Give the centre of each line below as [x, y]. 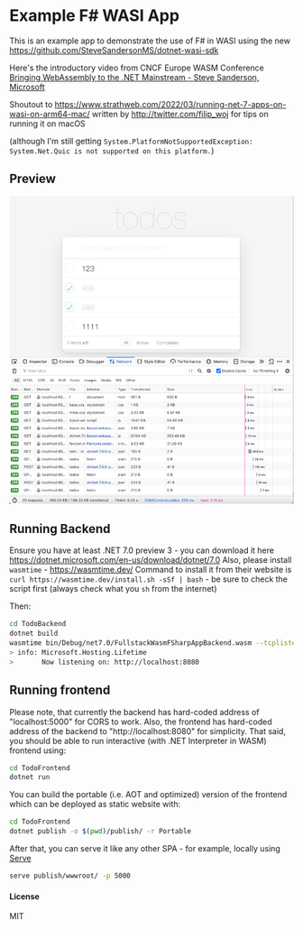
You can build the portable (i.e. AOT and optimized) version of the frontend [148, 795]
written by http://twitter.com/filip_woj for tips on [180, 114]
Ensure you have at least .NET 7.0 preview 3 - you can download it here [142, 550]
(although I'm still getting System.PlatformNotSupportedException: [132, 141]
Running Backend [60, 529]
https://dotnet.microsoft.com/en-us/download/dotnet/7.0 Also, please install [151, 560]
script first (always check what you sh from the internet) [113, 589]
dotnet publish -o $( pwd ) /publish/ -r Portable [101, 832]
